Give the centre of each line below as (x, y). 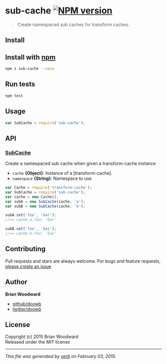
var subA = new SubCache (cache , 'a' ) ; (45, 201)
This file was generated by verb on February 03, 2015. (61, 357)
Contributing (25, 249)
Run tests (20, 84)
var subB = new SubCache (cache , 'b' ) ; (45, 206)
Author (16, 282)
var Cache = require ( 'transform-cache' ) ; (49, 188)
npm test (14, 96)
